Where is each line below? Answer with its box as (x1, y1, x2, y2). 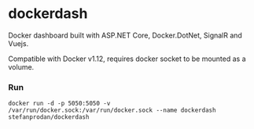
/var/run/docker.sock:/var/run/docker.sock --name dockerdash (8, 106, 216, 114)
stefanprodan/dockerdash (8, 113, 90, 121)
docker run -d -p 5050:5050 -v (8, 99, 111, 108)
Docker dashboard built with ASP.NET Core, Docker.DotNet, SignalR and (8, 30, 242, 40)
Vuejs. (8, 38, 29, 48)
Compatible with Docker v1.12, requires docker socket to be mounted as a (8, 54, 246, 63)
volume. (8, 62, 35, 71)
